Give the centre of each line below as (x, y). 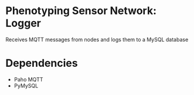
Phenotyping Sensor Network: (81, 11)
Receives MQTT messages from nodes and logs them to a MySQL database (97, 39)
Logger (23, 23)
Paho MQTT (28, 79)
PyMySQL (26, 86)
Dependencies (42, 63)
